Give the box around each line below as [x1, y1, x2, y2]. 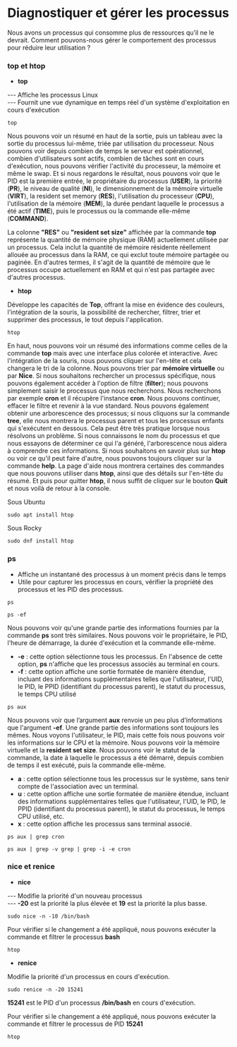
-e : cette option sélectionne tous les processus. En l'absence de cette [17, 652, 224, 661]
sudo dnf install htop [7, 538, 74, 545]
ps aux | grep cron [7, 833, 65, 840]
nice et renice [7, 862, 55, 872]
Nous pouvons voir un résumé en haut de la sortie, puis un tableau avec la [7, 132, 223, 141]
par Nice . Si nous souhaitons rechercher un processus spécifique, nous [7, 372, 217, 380]
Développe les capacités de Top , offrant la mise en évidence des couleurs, [7, 300, 225, 309]
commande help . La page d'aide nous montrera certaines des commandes [7, 461, 224, 471]
